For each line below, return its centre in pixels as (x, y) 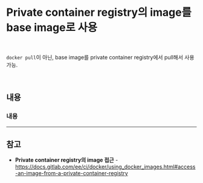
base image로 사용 (52, 28)
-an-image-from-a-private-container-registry (71, 173)
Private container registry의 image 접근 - (66, 160)
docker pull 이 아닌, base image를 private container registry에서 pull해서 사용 (100, 57)
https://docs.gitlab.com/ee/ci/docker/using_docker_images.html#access (105, 167)
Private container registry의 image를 (99, 12)
